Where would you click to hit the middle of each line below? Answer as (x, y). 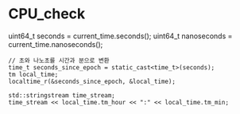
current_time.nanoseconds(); (56, 44)
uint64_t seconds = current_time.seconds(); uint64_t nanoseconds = (120, 36)
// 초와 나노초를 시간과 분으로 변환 (59, 61)
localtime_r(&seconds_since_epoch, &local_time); (92, 81)
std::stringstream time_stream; (62, 95)
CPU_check (47, 14)
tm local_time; (33, 74)
